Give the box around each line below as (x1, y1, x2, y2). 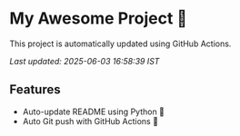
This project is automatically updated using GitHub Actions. (9, 38, 232, 49)
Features (9, 82, 61, 98)
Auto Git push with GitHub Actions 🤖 (22, 115, 159, 126)
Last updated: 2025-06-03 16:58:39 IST (9, 55, 160, 66)
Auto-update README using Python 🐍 (22, 106, 165, 117)
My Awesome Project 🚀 (9, 8, 188, 29)
